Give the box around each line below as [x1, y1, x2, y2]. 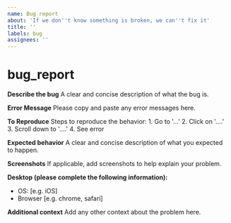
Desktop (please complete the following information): [7, 173, 168, 181]
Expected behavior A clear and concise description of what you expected [7, 139, 223, 147]
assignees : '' [7, 37, 49, 44]
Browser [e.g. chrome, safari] [17, 194, 104, 203]
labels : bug [7, 30, 42, 37]
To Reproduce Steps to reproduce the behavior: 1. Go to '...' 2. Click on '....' [7, 117, 225, 126]
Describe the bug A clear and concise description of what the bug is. [7, 90, 209, 98]
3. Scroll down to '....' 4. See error [7, 125, 105, 134]
